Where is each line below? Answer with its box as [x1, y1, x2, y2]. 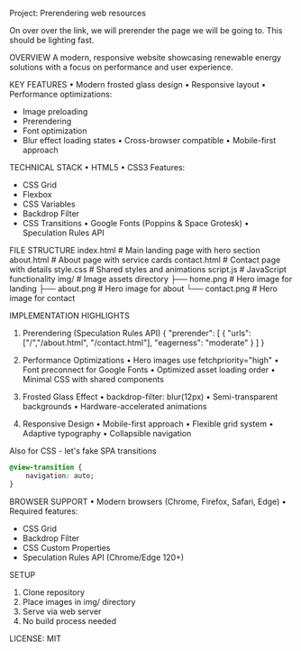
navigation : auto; [25, 471, 95, 481]
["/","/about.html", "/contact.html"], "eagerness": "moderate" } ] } [22, 337, 265, 348]
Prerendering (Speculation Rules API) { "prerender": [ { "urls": [22, 328, 251, 338]
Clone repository [22, 586, 86, 598]
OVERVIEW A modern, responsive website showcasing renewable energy [9, 52, 282, 62]
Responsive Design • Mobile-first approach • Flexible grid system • [22, 418, 274, 429]
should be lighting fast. [9, 35, 95, 45]
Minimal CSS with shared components [22, 374, 165, 384]
